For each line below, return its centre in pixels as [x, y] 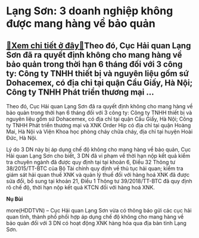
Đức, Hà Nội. [22, 138]
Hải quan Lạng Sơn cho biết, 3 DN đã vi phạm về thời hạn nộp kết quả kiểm [98, 156]
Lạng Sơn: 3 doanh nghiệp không [90, 11]
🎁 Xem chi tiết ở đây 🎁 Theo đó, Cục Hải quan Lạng [99, 46]
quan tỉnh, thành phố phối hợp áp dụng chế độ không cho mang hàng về [95, 217]
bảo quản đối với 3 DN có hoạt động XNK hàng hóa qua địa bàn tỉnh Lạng [96, 223]
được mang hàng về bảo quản [81, 24]
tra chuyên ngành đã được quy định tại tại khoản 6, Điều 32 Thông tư [91, 162]
